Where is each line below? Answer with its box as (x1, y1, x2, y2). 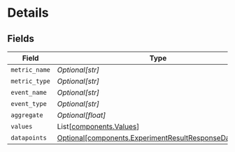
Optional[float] (57, 110, 106, 120)
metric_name (10, 66, 51, 74)
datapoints (10, 134, 47, 142)
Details (7, 5, 49, 21)
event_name (10, 89, 47, 96)
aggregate (10, 112, 43, 119)
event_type (10, 100, 47, 107)
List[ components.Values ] (57, 122, 140, 131)
